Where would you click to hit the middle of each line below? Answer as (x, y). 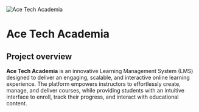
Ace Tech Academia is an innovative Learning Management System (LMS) (100, 71)
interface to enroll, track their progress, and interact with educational (93, 97)
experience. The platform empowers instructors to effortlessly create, (93, 84)
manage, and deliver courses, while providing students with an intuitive (95, 90)
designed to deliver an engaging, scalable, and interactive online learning (98, 77)
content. (17, 103)
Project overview (39, 56)
